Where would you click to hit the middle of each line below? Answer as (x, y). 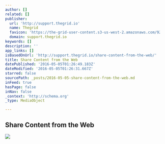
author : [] (16, 10)
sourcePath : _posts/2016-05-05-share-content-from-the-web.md (70, 78)
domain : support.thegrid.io (38, 37)
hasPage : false (21, 87)
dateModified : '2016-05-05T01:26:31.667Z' (49, 69)
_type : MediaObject (25, 101)
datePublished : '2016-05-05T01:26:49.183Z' (50, 64)
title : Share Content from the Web (41, 60)
